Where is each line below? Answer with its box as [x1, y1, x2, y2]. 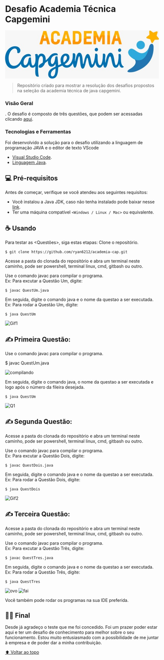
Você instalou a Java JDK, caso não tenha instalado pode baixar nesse [12, 199, 155, 205]
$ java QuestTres [5, 579, 41, 584]
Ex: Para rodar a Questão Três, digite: [5, 569, 81, 575]
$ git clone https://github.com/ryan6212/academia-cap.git [5, 250, 128, 255]
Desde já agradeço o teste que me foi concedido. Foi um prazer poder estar [5, 624, 158, 630]
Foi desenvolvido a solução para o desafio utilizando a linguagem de [5, 139, 143, 145]
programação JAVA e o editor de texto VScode [5, 145, 99, 150]
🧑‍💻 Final [5, 612, 30, 620]
